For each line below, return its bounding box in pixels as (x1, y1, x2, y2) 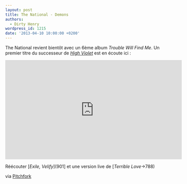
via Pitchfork (5, 173, 32, 179)
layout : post (5, 7, 33, 13)
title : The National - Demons (5, 12, 69, 17)
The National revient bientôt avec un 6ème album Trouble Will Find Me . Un (5, 45, 160, 50)
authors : (5, 17, 24, 22)
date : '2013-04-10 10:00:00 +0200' (5, 31, 80, 36)
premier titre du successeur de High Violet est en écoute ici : (5, 50, 131, 56)
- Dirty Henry (10, 21, 39, 27)
